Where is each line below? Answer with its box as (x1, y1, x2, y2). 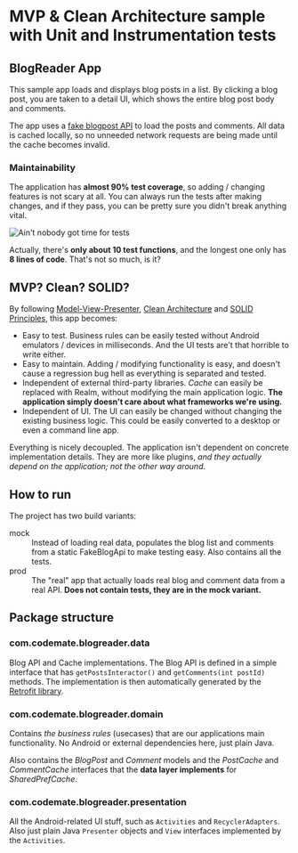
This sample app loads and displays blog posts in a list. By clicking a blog (9, 85, 278, 94)
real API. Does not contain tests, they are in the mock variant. (31, 584, 262, 595)
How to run (9, 487, 72, 502)
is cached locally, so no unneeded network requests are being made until (9, 130, 278, 140)
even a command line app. (21, 425, 120, 435)
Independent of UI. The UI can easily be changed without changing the (21, 406, 283, 417)
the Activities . (9, 835, 66, 846)
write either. (21, 349, 67, 360)
